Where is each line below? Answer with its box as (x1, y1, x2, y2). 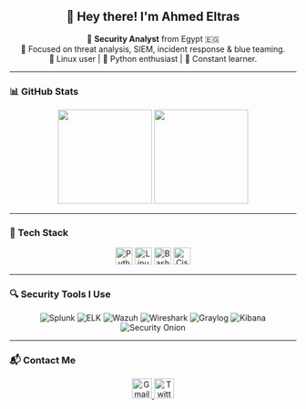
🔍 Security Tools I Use (9, 288, 111, 301)
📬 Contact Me (9, 353, 76, 366)
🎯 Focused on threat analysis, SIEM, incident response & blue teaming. (20, 43, 286, 55)
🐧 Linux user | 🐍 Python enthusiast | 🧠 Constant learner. (48, 53, 258, 64)
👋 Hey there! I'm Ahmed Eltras (66, 9, 240, 25)
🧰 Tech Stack (9, 227, 69, 240)
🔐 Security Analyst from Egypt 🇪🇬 (86, 33, 220, 44)
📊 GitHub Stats (9, 85, 79, 97)
